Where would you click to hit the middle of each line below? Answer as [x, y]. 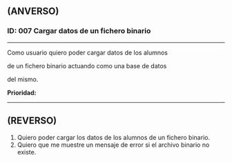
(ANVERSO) [33, 11]
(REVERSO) [32, 121]
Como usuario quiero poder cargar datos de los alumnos [87, 52]
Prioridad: [22, 92]
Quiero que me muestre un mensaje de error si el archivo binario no [113, 145]
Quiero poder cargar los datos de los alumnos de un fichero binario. [114, 137]
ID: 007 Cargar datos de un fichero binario [79, 31]
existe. [27, 152]
